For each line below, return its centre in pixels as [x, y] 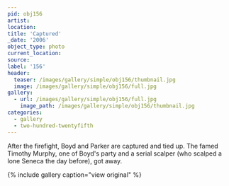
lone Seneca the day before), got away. [65, 161]
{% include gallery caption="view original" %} [74, 175]
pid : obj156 [25, 14]
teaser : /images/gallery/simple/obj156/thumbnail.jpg [95, 80]
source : [19, 60]
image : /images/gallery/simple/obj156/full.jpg [85, 86]
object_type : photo [36, 47]
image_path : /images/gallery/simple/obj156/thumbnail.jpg [107, 106]
